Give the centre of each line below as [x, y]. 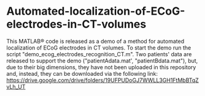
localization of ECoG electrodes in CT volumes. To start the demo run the [99, 48]
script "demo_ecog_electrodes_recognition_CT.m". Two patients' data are [99, 54]
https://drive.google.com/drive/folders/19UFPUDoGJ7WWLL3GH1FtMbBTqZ [103, 80]
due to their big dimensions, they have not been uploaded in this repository [101, 67]
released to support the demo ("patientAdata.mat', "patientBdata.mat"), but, [102, 61]
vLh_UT [16, 86]
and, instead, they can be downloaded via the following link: [82, 73]
